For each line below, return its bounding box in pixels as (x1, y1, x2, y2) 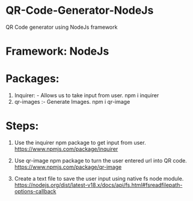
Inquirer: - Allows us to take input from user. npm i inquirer (14, 92, 159, 99)
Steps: (5, 119, 39, 133)
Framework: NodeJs (5, 44, 109, 58)
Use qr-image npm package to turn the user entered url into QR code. (14, 157, 187, 164)
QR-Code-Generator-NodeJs (5, 4, 154, 17)
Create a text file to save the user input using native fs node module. (14, 175, 184, 182)
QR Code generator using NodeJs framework (5, 23, 118, 31)
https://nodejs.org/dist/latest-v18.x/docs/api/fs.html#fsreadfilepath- (14, 181, 183, 188)
